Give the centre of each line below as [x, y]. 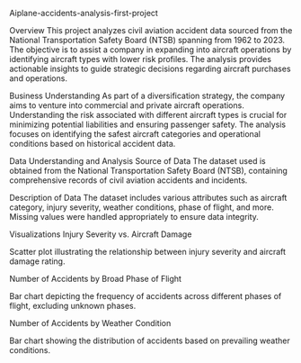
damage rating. [37, 261]
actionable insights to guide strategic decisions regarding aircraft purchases [150, 68]
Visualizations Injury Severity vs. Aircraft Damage [101, 234]
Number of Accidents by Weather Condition [90, 323]
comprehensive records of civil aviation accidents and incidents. [128, 180]
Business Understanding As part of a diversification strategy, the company [147, 95]
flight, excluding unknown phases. [73, 306]
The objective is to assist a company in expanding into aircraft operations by [150, 50]
